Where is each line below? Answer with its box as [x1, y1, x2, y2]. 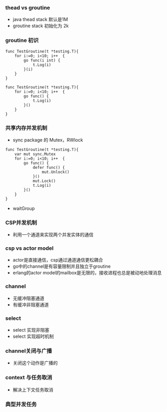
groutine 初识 [5, 37, 39, 44]
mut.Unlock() [41, 169, 70, 175]
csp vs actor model [5, 245, 54, 252]
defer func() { [32, 165, 65, 170]
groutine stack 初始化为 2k [12, 23, 69, 29]
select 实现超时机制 [12, 333, 54, 339]
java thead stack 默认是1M [12, 16, 68, 23]
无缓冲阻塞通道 [12, 295, 44, 301]
